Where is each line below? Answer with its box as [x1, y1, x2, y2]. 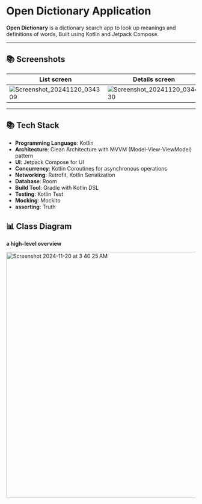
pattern [14, 152, 34, 159]
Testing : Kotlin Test [14, 190, 64, 198]
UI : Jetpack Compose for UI [14, 158, 84, 166]
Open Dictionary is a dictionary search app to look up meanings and [6, 24, 176, 31]
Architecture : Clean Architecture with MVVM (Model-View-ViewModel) [14, 145, 192, 153]
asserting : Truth [14, 203, 56, 210]
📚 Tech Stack [6, 120, 60, 130]
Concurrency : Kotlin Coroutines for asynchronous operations [14, 165, 167, 172]
